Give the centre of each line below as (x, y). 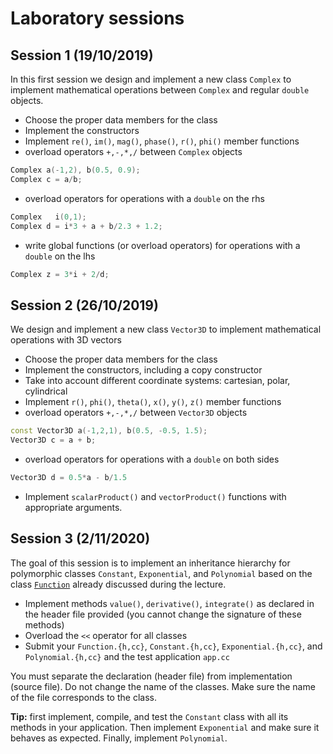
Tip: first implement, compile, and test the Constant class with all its (149, 716)
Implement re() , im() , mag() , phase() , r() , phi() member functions (162, 141)
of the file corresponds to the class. (83, 697)
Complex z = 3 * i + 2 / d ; (60, 274)
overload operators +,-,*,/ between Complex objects (133, 151)
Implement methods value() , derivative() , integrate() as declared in (169, 603)
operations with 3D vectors (66, 340)
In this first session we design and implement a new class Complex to (151, 79)
